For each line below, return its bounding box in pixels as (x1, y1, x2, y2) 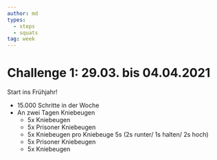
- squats (13, 29, 38, 36)
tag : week (7, 36, 36, 43)
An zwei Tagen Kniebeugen (16, 108, 95, 117)
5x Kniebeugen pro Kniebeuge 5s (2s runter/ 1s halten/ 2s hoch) (27, 130, 209, 139)
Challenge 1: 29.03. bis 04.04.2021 (7, 65, 211, 81)
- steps (13, 23, 36, 30)
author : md (7, 10, 38, 17)
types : (7, 16, 26, 23)
